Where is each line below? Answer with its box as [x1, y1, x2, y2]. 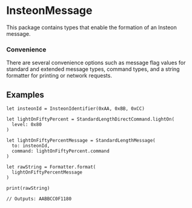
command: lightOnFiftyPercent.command [12, 148, 110, 155]
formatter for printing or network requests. [6, 72, 112, 79]
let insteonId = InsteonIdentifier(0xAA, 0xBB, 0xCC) [6, 106, 145, 112]
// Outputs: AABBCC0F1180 [6, 196, 71, 202]
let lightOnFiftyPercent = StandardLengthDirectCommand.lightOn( [6, 116, 174, 122]
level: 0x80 [12, 122, 42, 128]
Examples [6, 89, 44, 100]
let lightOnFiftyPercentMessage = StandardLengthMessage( [6, 138, 156, 144]
